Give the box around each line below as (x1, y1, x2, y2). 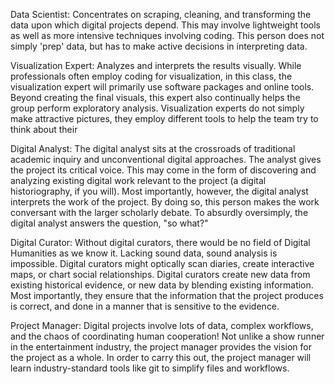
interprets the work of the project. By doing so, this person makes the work (10, 196, 320, 208)
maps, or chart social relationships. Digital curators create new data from (10, 269, 311, 280)
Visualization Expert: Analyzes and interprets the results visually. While (10, 60, 302, 71)
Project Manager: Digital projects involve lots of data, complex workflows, (10, 320, 314, 331)
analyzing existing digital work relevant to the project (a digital (10, 175, 267, 186)
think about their (10, 124, 78, 135)
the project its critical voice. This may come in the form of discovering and (10, 164, 317, 176)
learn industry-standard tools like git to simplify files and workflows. (10, 362, 290, 374)
